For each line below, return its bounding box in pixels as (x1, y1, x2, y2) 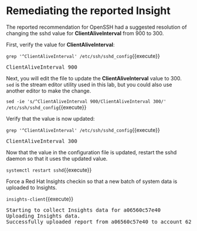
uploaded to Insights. (6, 184, 57, 191)
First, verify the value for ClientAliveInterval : (6, 41, 115, 48)
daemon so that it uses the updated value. (6, 155, 108, 162)
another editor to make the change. (6, 87, 91, 94)
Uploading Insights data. (6, 212, 81, 219)
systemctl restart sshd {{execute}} (6, 166, 92, 174)
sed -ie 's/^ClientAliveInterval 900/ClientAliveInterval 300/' (6, 98, 167, 104)
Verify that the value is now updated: (6, 115, 95, 122)
